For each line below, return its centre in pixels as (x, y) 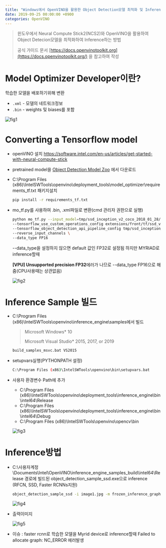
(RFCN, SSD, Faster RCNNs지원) (45, 485)
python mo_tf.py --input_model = (45, 220)
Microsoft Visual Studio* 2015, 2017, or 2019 (69, 341)
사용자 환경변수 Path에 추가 (39, 380)
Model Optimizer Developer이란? (73, 78)
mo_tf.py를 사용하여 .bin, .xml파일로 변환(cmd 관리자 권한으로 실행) (78, 210)
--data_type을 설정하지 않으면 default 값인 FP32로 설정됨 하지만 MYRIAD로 (86, 248)
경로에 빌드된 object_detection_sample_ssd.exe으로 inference (86, 479)
